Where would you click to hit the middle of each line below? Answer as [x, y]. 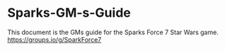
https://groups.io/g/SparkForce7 [54, 39]
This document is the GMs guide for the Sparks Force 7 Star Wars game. [113, 32]
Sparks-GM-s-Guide [69, 13]
